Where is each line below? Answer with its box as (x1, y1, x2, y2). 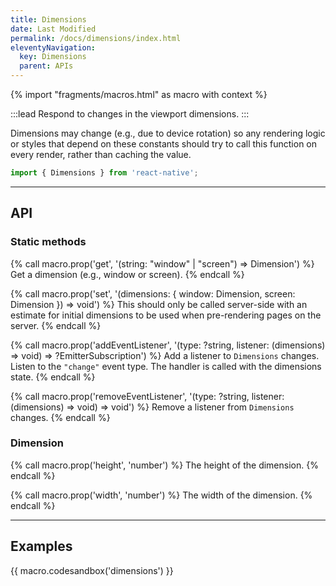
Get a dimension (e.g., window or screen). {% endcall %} (10, 268, 245, 280)
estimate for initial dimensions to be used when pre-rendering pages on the (10, 309, 322, 321)
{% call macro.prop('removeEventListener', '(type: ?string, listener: (10, 390, 285, 402)
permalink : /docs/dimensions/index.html (10, 33, 182, 43)
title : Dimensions (10, 14, 87, 25)
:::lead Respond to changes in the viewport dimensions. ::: (10, 108, 250, 120)
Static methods (10, 235, 87, 249)
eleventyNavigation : (10, 42, 97, 53)
